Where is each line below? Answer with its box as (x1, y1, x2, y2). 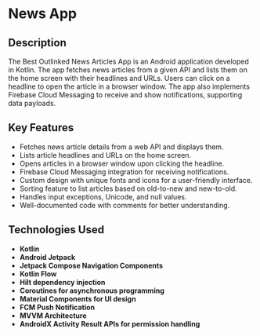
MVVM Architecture (19, 311, 87, 320)
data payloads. (8, 99, 56, 108)
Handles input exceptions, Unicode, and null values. (19, 192, 187, 201)
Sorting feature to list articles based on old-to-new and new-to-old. (19, 184, 237, 193)
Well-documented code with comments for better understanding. (19, 200, 230, 210)
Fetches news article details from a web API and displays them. (19, 142, 224, 152)
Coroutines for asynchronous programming (19, 286, 164, 295)
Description (8, 36, 67, 49)
